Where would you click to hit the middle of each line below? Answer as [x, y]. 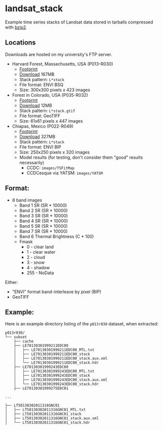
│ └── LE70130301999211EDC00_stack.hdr [56, 363]
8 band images [27, 200]
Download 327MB [37, 136]
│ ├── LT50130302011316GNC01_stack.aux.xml [52, 418]
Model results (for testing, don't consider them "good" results [81, 157]
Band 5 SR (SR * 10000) [44, 226]
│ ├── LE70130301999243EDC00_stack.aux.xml [61, 380]
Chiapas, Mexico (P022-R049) [43, 126]
